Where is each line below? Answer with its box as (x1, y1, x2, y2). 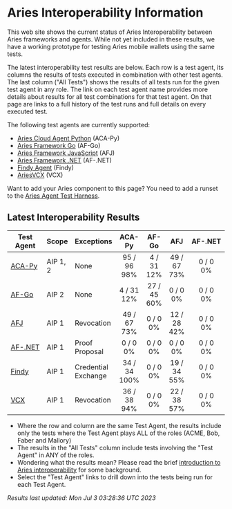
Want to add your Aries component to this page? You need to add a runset (7, 184, 219, 192)
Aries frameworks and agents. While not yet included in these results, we (7, 35, 215, 43)
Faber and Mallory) (17, 436, 72, 444)
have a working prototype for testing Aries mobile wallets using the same (7, 42, 215, 50)
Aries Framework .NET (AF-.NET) (17, 156, 113, 164)
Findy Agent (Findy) (17, 163, 75, 172)
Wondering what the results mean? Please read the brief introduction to (17, 458, 221, 466)
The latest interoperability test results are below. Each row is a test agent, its (7, 63, 224, 71)
